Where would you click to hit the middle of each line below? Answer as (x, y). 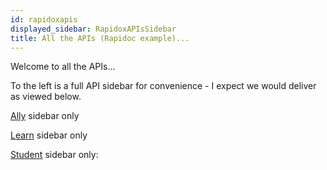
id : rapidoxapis (44, 19)
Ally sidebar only (45, 116)
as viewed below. (46, 97)
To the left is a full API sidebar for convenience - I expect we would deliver (163, 86)
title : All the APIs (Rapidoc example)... (100, 38)
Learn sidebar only (49, 135)
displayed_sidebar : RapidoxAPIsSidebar (93, 29)
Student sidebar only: (54, 155)
